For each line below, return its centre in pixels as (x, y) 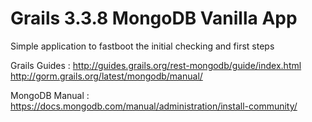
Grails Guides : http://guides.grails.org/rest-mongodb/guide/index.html (156, 65)
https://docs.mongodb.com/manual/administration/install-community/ (154, 106)
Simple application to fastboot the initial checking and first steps (142, 46)
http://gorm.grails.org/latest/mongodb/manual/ (106, 76)
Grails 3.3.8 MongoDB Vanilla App (154, 18)
